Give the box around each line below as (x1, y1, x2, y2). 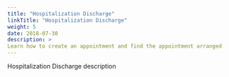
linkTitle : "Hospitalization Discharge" (7, 17, 128, 24)
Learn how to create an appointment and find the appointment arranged (7, 43, 222, 50)
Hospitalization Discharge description (7, 62, 116, 70)
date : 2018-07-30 (7, 29, 58, 37)
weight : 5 (7, 23, 37, 30)
